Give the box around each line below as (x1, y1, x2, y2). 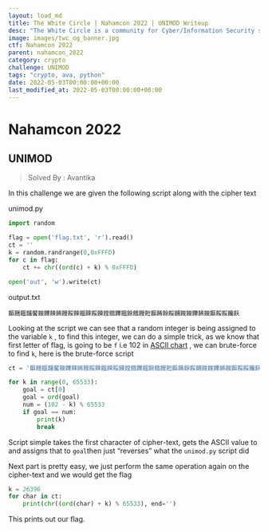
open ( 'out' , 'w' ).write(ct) (8, 278, 102, 286)
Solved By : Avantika (27, 173, 96, 183)
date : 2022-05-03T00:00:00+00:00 (8, 78, 120, 86)
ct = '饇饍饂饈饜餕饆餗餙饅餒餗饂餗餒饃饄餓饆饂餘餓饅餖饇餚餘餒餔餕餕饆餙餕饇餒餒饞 (8, 364, 255, 372)
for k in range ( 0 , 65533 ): (8, 378, 98, 387)
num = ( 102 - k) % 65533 (22, 400, 105, 408)
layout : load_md (8, 11, 62, 20)
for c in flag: (8, 256, 59, 264)
